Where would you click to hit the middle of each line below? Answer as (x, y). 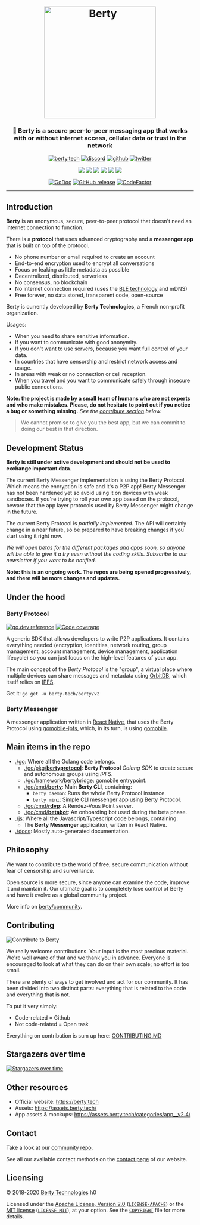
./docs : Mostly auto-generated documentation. (72, 831)
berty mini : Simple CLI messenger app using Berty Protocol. (107, 799)
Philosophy (28, 850)
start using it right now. (34, 536)
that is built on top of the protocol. (48, 245)
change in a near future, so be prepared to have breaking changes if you (95, 530)
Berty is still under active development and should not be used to (88, 462)
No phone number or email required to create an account (85, 257)
